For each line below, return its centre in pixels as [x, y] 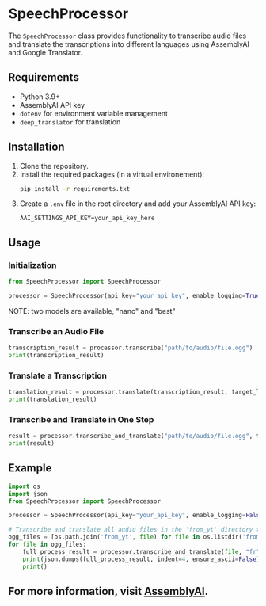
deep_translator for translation [70, 122]
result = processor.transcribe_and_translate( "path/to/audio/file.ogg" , [131, 436]
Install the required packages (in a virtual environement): [112, 174]
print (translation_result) [53, 400]
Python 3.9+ [40, 97]
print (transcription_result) [56, 356]
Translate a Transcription [58, 375]
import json [28, 494]
